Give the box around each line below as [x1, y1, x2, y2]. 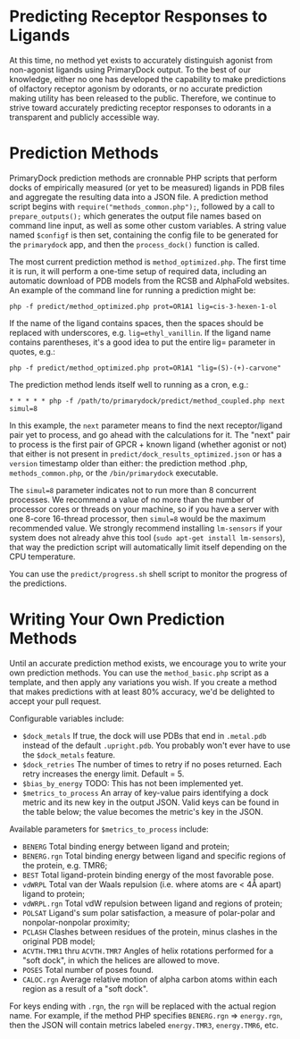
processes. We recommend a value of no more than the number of [9, 494, 254, 505]
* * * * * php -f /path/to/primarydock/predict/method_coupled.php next [9, 396, 286, 406]
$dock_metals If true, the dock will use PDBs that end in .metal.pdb [21, 730, 267, 741]
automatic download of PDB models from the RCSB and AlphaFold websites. [9, 275, 290, 286]
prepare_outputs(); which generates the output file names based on [9, 210, 262, 221]
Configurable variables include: [9, 713, 125, 724]
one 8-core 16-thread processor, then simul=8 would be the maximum [9, 513, 266, 524]
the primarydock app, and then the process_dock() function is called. [9, 239, 261, 249]
